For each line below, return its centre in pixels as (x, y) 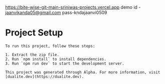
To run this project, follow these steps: (50, 46)
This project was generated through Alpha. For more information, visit (83, 72)
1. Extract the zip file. (32, 54)
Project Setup (34, 33)
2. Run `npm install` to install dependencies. (56, 59)
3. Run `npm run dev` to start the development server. (65, 63)
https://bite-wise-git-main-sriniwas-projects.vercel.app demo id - (73, 7)
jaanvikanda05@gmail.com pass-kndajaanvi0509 (56, 12)
